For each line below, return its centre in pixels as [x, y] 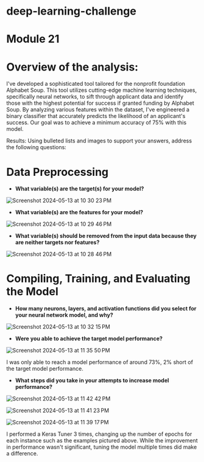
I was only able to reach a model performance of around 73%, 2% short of [100, 362]
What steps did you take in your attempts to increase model [92, 380]
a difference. [22, 453]
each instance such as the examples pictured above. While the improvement [102, 441]
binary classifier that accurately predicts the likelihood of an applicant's [96, 116]
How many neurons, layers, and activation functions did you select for [106, 309]
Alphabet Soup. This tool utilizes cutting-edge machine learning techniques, [102, 90]
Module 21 [33, 39]
